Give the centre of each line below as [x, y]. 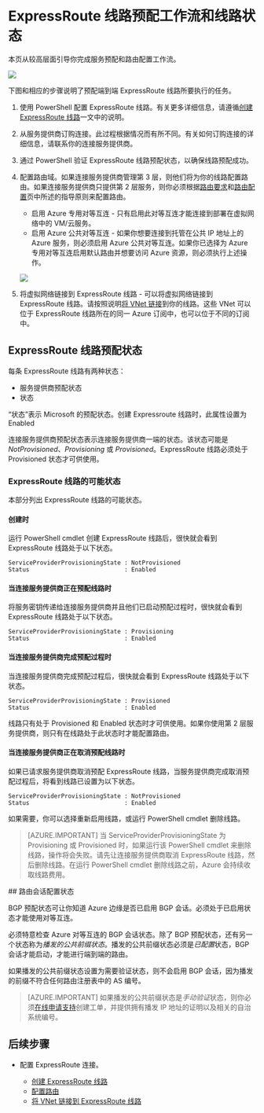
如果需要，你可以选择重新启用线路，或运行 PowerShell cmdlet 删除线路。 [126, 818]
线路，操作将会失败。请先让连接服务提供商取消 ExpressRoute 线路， [138, 854]
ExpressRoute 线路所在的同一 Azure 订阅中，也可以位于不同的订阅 [142, 313]
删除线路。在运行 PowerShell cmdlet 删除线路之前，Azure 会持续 [139, 865]
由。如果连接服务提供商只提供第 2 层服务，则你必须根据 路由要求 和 [127, 186]
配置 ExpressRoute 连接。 [61, 1064]
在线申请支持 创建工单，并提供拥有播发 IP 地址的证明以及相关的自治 [143, 1007]
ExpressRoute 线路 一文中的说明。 [74, 117]
